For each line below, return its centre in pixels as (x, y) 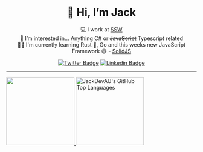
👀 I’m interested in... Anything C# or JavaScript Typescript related (101, 38)
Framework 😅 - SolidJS (101, 51)
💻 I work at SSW (101, 29)
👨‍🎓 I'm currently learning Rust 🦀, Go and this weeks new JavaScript (101, 44)
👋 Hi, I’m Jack (101, 12)
